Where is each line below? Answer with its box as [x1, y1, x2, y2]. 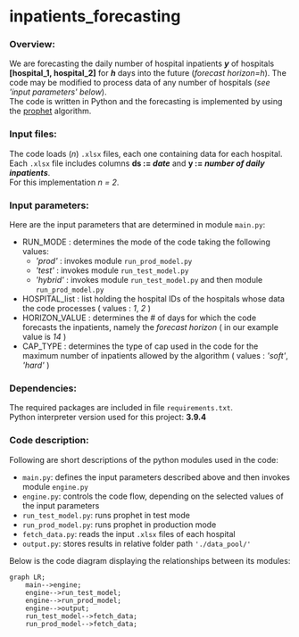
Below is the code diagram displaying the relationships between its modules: [9, 555, 291, 566]
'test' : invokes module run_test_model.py [35, 265, 189, 276]
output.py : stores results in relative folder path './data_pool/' [21, 538, 252, 549]
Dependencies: [9, 382, 78, 394]
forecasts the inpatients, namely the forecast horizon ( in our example [21, 322, 279, 333]
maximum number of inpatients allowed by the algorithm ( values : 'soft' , [21, 351, 288, 361]
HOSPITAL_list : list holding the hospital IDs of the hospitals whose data [21, 294, 286, 304]
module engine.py [21, 481, 89, 492]
